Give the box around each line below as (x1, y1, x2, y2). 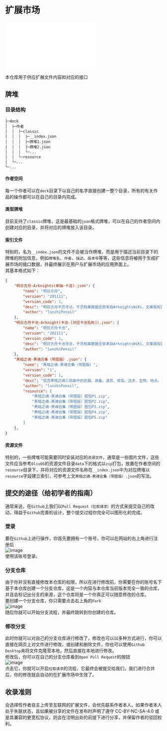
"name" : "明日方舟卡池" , (23, 325, 70, 331)
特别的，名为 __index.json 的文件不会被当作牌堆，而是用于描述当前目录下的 (5, 249, 158, 255)
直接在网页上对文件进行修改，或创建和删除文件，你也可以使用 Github (5, 642, 145, 648)
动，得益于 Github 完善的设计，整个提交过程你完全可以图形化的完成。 (5, 509, 145, 515)
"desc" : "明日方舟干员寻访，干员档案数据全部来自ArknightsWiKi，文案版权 (23, 304, 161, 309)
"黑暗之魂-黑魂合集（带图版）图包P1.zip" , (31, 394, 110, 399)
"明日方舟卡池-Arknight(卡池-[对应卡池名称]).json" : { (14, 320, 119, 325)
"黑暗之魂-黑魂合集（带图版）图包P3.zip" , (31, 405, 110, 410)
